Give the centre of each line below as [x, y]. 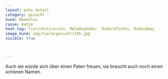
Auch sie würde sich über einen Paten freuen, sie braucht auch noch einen [84, 66]
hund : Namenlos [22, 19]
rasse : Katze [19, 24]
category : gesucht [25, 15]
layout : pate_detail [27, 10]
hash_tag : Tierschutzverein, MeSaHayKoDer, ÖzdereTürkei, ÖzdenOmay [80, 29]
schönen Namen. [23, 71]
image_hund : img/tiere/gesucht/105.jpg [48, 34]
